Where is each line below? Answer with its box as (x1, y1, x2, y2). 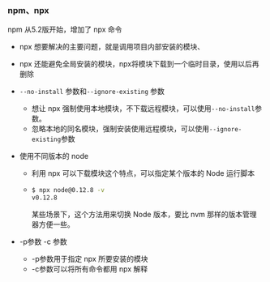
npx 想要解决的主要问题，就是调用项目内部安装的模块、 (19, 42, 204, 52)
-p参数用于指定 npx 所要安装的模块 (31, 254, 148, 264)
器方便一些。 (31, 220, 75, 229)
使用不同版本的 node (19, 152, 89, 161)
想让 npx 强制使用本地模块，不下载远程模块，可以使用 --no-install (31, 104, 255, 113)
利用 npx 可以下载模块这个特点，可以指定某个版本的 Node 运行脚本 (31, 169, 255, 178)
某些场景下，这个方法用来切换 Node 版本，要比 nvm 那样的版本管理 (31, 210, 257, 220)
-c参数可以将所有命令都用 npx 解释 (31, 264, 148, 274)
